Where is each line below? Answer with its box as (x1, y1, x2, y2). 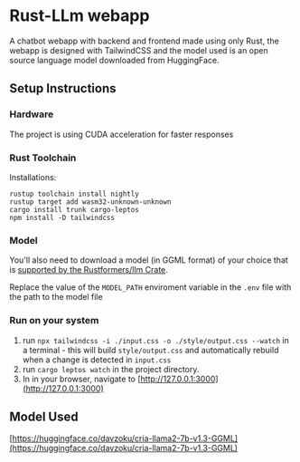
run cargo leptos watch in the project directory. (22, 363, 200, 374)
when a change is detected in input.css (22, 354, 172, 365)
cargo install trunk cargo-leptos (9, 205, 140, 214)
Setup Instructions (9, 81, 117, 96)
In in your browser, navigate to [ (22, 373, 142, 384)
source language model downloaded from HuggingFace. (9, 54, 220, 65)
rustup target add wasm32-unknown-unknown (9, 197, 172, 207)
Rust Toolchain (9, 151, 77, 164)
